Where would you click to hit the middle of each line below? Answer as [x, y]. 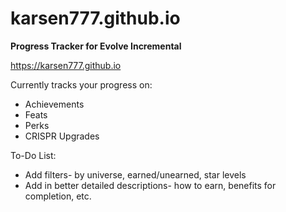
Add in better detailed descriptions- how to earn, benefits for [150, 185]
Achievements [54, 104]
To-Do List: [33, 155]
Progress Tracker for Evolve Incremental [96, 46]
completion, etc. [58, 196]
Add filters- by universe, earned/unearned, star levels [135, 174]
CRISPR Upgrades [62, 136]
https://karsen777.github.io [66, 65]
